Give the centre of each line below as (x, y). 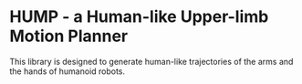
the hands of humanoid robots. (68, 71)
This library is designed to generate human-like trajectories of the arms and (151, 61)
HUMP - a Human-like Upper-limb (139, 17)
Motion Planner (69, 36)
